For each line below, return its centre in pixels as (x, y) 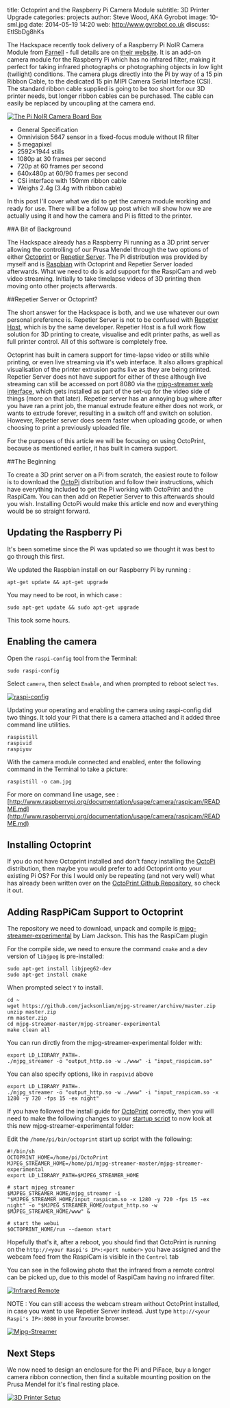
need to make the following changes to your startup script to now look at (110, 1118)
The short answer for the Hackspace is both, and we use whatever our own (113, 312)
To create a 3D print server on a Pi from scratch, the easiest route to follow (112, 475)
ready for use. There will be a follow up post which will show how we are (110, 209)
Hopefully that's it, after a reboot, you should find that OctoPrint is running (112, 1242)
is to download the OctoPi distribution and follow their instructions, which (110, 482)
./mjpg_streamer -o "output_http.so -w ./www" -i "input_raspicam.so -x (113, 1093)
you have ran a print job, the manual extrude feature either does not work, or (115, 406)
